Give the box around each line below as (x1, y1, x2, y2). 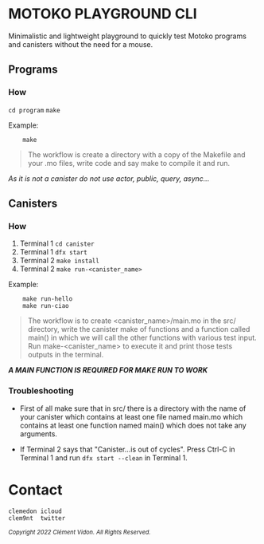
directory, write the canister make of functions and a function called (27, 325, 250, 334)
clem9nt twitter (8, 514, 66, 522)
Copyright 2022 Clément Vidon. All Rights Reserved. (8, 528, 151, 536)
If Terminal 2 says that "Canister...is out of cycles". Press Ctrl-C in (19, 444, 235, 454)
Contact (8, 480, 63, 499)
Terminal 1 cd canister (19, 238, 95, 248)
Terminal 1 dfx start (19, 247, 87, 257)
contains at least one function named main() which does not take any (19, 420, 247, 430)
